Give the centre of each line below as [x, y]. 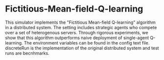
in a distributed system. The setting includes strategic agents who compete [81, 27]
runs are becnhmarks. [27, 53]
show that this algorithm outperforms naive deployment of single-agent [77, 38]
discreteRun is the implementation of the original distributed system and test [82, 48]
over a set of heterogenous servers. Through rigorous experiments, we [77, 32]
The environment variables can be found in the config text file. [87, 43]
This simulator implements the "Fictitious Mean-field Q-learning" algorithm [80, 22]
